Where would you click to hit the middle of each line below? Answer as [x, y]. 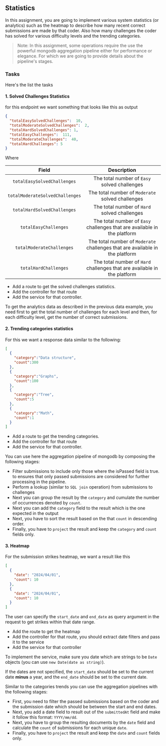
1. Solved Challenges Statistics [38, 96]
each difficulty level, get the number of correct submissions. [66, 317]
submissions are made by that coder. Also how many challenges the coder [81, 30]
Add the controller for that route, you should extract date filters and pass [86, 637]
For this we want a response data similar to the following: [63, 340]
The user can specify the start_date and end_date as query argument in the [82, 617]
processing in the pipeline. [39, 482]
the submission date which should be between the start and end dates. [84, 707]
